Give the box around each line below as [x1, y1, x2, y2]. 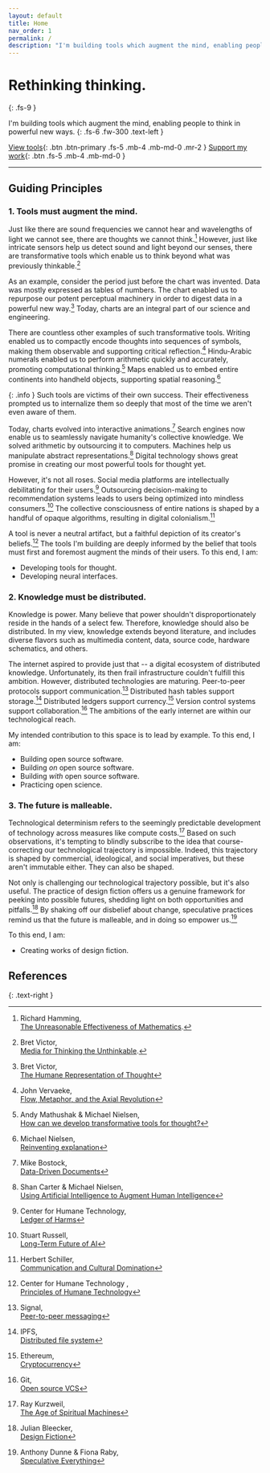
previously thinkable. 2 [8, 260, 81, 271]
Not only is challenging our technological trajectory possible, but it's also [8, 878, 250, 887]
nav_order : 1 [8, 27, 52, 35]
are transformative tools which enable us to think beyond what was [8, 251, 231, 261]
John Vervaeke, [19, 1086, 72, 1095]
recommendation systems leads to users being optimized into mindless [8, 493, 244, 503]
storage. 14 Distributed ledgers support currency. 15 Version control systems [8, 694, 256, 706]
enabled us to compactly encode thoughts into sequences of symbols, [8, 336, 242, 346]
